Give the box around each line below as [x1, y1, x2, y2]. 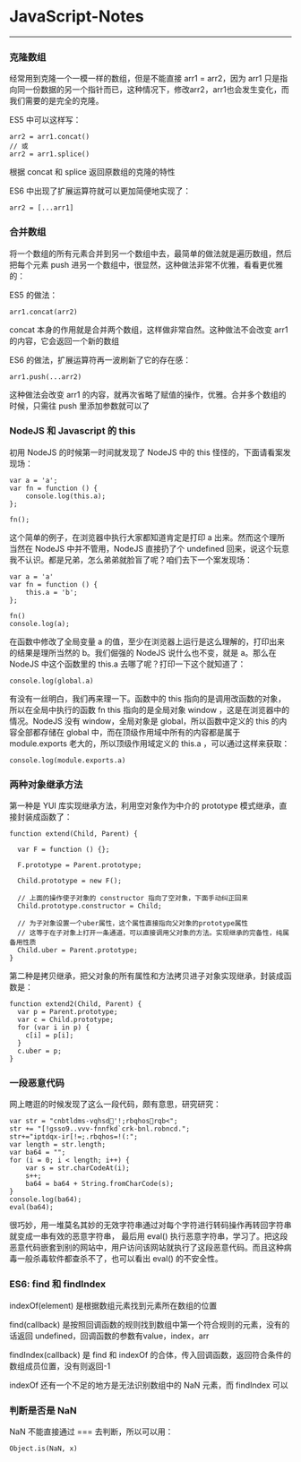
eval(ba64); [9, 1203, 54, 1212]
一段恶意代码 [9, 1077, 65, 1089]
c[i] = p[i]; [25, 1031, 74, 1040]
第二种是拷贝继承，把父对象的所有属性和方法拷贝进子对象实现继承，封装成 [9, 970, 284, 982]
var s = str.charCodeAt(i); [25, 1164, 130, 1173]
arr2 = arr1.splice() [9, 150, 90, 159]
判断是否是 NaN [9, 1404, 78, 1416]
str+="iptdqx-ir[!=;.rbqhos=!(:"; [9, 1132, 139, 1141]
